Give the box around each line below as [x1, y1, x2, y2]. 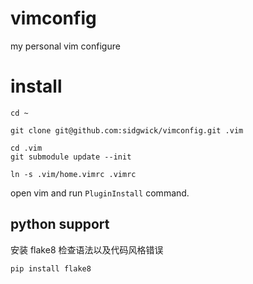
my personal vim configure [10, 40, 121, 52]
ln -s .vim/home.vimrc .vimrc [10, 169, 137, 179]
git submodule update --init [10, 152, 132, 162]
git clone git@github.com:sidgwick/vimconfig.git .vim [10, 125, 244, 136]
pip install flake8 [10, 263, 92, 274]
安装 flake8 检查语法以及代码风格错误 [10, 243, 164, 256]
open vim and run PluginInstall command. [10, 187, 190, 199]
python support [10, 216, 110, 233]
